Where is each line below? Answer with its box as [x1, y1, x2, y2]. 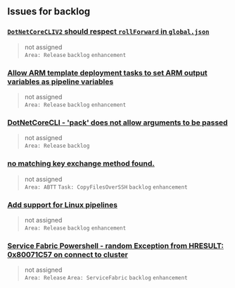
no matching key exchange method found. [7, 158, 155, 168]
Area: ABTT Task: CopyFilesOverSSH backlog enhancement [24, 183, 188, 191]
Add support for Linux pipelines [7, 200, 118, 210]
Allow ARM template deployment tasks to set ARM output [7, 68, 208, 77]
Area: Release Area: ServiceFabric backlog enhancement [24, 275, 188, 282]
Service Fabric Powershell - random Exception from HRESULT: [7, 241, 224, 251]
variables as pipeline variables [7, 77, 114, 87]
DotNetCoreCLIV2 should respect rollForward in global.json [7, 27, 210, 37]
